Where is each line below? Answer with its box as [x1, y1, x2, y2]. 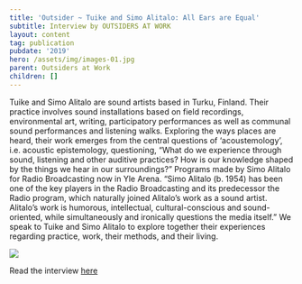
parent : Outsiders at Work [9, 64, 111, 73]
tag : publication [9, 38, 75, 48]
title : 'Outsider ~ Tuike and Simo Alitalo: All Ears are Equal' [9, 13, 260, 23]
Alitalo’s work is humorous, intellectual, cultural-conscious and [9, 202, 242, 213]
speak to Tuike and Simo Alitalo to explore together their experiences [9, 221, 266, 232]
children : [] [9, 72, 59, 81]
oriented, [9, 211, 43, 222]
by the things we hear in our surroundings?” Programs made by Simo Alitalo [9, 163, 291, 174]
